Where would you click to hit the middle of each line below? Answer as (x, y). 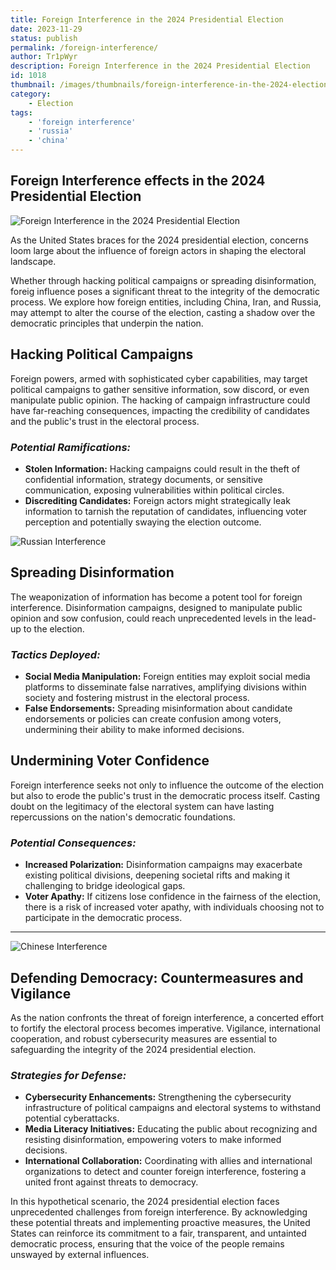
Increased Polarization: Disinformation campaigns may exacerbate (163, 865)
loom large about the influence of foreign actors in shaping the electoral (158, 250)
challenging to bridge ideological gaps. (105, 886)
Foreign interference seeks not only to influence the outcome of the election (167, 785)
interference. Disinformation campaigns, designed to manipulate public (156, 607)
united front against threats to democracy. (111, 1182)
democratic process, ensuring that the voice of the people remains (147, 1244)
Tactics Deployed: (55, 654)
